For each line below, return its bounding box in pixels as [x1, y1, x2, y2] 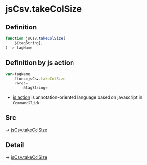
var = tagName [5, 72, 30, 77]
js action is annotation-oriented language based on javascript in [12, 94, 143, 100]
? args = [14, 81, 28, 86]
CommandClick [12, 100, 40, 105]
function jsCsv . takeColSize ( [5, 36, 66, 41]
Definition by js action [5, 59, 74, 67]
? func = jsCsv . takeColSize [14, 76, 66, 82]
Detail [5, 141, 24, 149]
